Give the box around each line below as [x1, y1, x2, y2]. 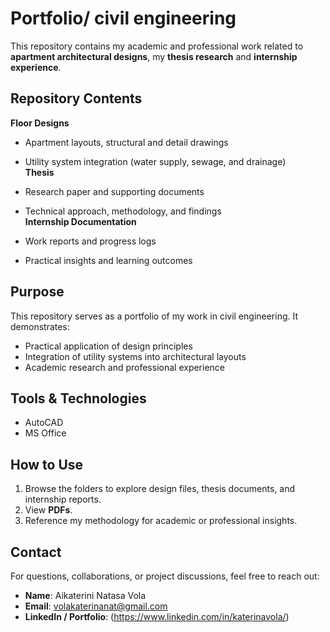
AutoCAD [24, 417, 64, 429]
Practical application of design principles [24, 340, 193, 352]
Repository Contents [10, 90, 143, 107]
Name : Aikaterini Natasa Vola [24, 590, 147, 601]
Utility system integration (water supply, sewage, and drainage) [24, 155, 287, 167]
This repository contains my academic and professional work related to [10, 40, 304, 52]
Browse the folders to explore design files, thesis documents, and [24, 483, 296, 495]
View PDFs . [24, 504, 73, 516]
